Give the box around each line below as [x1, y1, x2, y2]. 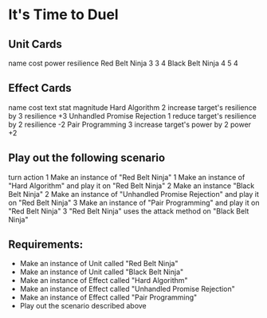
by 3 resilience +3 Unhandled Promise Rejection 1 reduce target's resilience [8, 111, 257, 120]
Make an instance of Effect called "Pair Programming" [19, 292, 198, 302]
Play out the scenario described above [19, 301, 147, 311]
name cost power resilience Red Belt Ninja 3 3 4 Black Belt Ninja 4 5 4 [8, 58, 238, 68]
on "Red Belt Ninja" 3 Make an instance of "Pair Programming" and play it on [8, 198, 260, 207]
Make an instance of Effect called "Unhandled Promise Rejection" [19, 285, 235, 294]
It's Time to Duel [8, 6, 119, 24]
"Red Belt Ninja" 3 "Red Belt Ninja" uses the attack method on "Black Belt [8, 206, 249, 216]
